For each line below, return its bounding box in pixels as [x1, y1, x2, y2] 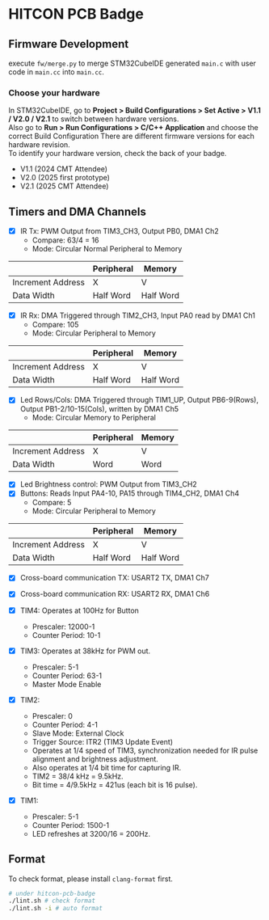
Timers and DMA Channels [8, 205, 147, 218]
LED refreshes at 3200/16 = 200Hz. [32, 829, 151, 838]
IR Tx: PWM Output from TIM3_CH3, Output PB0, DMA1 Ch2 [19, 226, 220, 236]
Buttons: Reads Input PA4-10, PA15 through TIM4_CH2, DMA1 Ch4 [19, 488, 240, 498]
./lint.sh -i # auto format [8, 905, 103, 913]
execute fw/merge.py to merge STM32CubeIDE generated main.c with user [8, 58, 257, 68]
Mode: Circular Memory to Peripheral [32, 413, 156, 423]
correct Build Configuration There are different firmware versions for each [8, 131, 254, 141]
